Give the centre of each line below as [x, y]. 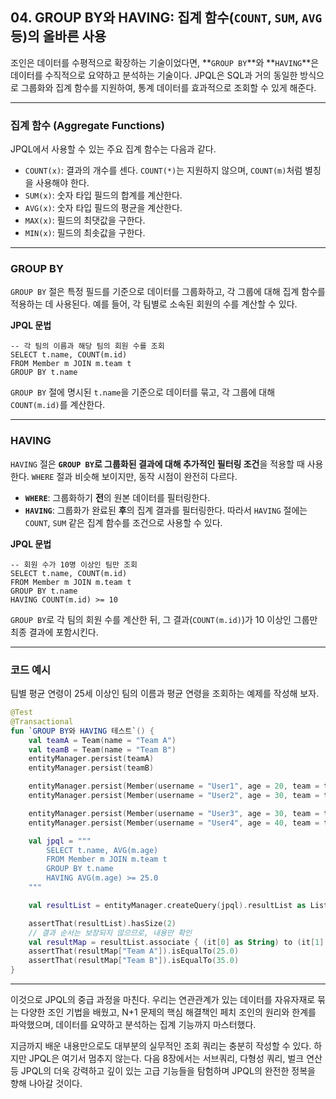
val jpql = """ [60, 841]
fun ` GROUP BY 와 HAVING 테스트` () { [82, 731]
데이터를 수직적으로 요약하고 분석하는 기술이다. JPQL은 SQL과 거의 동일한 [154, 75]
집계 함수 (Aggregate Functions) [87, 125]
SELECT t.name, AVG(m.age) [102, 850]
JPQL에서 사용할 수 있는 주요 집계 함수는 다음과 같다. [113, 149]
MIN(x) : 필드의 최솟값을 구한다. [85, 233]
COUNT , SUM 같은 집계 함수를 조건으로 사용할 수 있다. [123, 522]
